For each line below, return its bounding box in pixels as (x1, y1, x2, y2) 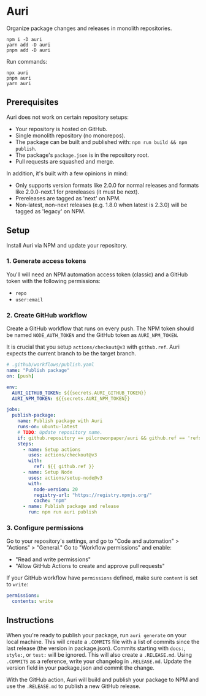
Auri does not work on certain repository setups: (6, 113, 129, 121)
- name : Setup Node (22, 469, 72, 475)
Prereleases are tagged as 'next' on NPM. (15, 194, 121, 202)
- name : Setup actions (22, 446, 81, 453)
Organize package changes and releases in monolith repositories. (6, 25, 172, 32)
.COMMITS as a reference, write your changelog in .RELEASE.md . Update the (6, 657, 192, 665)
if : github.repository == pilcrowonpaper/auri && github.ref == (17, 435, 185, 441)
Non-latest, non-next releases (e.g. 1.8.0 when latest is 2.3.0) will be (15, 201, 188, 208)
